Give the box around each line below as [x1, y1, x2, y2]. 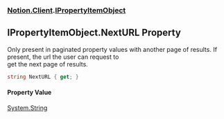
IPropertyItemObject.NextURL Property [7, 27, 182, 39]
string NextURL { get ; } [7, 73, 79, 80]
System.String [7, 103, 48, 112]
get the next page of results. [7, 59, 88, 68]
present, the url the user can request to [7, 53, 119, 61]
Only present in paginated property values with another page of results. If [7, 45, 217, 53]
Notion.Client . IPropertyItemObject [7, 6, 126, 15]
